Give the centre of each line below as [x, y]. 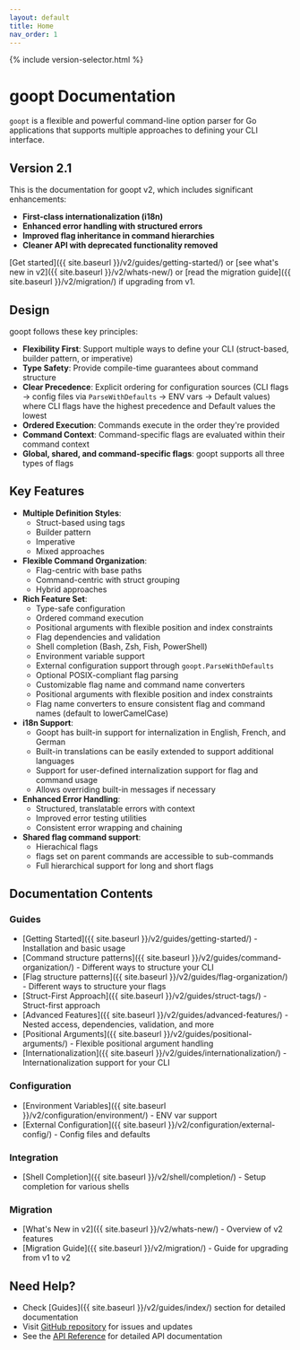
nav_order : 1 [34, 34]
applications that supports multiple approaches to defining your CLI [133, 130]
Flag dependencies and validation [98, 637]
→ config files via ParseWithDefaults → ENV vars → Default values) [146, 396]
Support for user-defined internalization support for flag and [147, 770]
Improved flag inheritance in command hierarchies [118, 236]
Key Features [47, 491]
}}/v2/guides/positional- [208, 1034]
